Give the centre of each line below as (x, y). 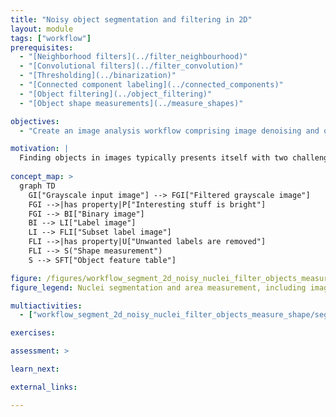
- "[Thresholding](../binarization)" (98, 76)
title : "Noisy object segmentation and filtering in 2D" (131, 19)
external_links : (44, 387)
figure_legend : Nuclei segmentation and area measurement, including (158, 287)
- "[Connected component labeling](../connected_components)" (151, 85)
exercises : (33, 333)
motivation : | (40, 149)
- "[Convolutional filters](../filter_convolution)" (131, 66)
